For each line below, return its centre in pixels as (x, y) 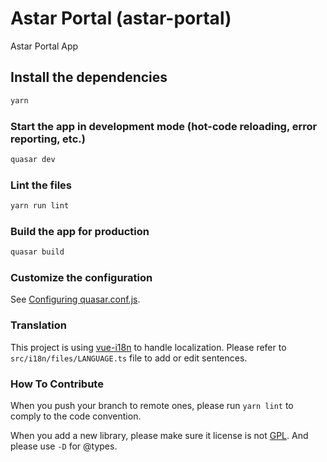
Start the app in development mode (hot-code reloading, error (164, 126)
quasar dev (33, 159)
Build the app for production (80, 231)
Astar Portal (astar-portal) (121, 18)
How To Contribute (57, 384)
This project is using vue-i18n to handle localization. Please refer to (148, 347)
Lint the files (41, 185)
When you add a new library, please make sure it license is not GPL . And (159, 436)
